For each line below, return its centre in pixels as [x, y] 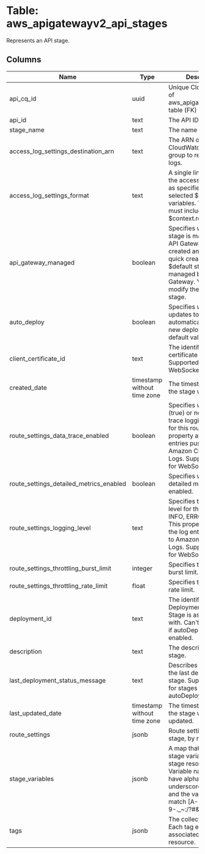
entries [178, 443]
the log [178, 531]
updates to [184, 314]
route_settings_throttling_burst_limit [60, 568]
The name [183, 130]
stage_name [27, 130]
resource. [182, 842]
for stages [183, 688]
